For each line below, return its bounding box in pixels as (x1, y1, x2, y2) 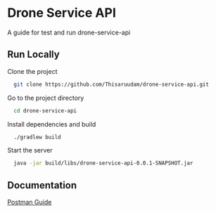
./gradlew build (13, 134, 61, 141)
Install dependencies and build (7, 120, 96, 128)
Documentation (7, 179, 77, 191)
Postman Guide (7, 198, 52, 207)
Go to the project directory (7, 93, 84, 102)
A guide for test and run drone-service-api (7, 28, 131, 37)
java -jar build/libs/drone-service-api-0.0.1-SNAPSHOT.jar (13, 160, 193, 167)
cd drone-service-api (13, 107, 77, 114)
